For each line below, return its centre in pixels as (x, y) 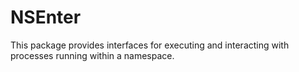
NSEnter (46, 17)
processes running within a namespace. (92, 55)
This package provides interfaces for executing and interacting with (150, 45)
